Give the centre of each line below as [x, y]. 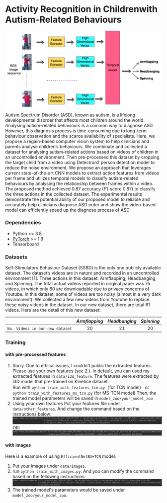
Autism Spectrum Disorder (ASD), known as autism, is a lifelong [70, 115]
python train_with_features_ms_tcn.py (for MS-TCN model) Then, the [84, 393]
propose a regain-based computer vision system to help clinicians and [77, 141]
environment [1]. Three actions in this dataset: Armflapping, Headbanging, [81, 278]
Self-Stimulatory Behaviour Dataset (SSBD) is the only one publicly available [83, 268]
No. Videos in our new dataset [40, 329]
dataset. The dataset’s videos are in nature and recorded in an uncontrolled [82, 273]
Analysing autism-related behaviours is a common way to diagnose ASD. [80, 125]
